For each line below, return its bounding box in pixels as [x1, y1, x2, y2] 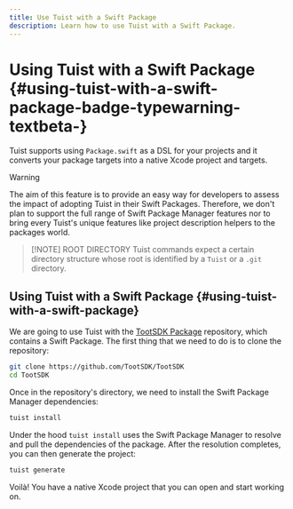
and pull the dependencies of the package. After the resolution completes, [9, 439, 281, 449]
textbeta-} [9, 116, 88, 136]
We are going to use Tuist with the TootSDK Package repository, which [9, 326, 268, 338]
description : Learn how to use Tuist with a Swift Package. [9, 21, 237, 30]
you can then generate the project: [9, 448, 136, 458]
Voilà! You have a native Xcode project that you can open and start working [9, 481, 285, 492]
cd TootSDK [9, 370, 50, 380]
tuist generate [9, 465, 66, 474]
